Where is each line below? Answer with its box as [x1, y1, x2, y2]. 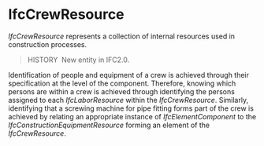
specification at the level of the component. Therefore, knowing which [8, 78, 236, 88]
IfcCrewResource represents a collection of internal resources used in [8, 31, 235, 41]
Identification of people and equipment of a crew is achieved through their [8, 70, 250, 79]
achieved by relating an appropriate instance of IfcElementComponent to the [8, 111, 257, 121]
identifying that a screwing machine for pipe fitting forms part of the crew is [8, 104, 255, 113]
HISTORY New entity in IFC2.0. [27, 55, 130, 64]
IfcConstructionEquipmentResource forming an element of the [8, 120, 210, 130]
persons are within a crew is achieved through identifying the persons [8, 86, 235, 96]
